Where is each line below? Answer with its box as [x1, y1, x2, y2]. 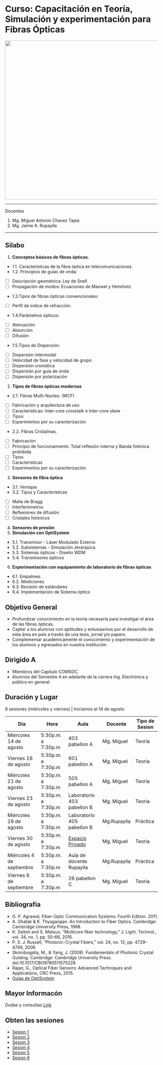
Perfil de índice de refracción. [12, 302, 72, 309]
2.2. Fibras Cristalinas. [12, 428, 57, 434]
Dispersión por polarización [12, 374, 67, 379]
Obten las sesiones [5, 1016, 65, 1024]
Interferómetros [12, 504, 44, 510]
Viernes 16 [7, 754, 33, 761]
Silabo [5, 241, 25, 249]
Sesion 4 [12, 1045, 30, 1050]
